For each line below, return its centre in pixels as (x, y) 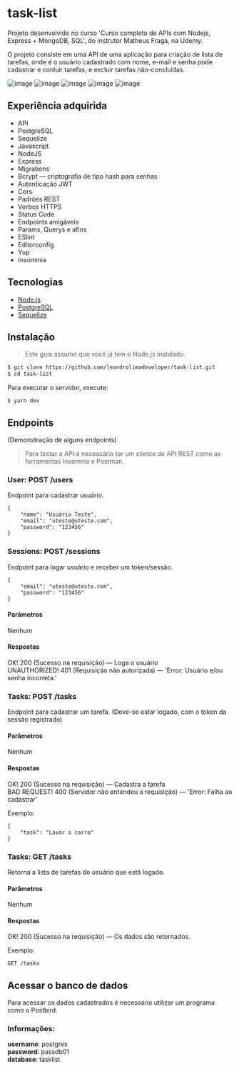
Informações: (31, 1029)
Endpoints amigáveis (48, 222)
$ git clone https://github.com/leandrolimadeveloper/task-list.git (111, 367)
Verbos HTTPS (40, 207)
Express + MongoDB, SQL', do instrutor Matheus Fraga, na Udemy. (105, 40)
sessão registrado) (35, 720)
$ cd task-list (30, 374)
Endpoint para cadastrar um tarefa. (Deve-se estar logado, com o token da (117, 712)
